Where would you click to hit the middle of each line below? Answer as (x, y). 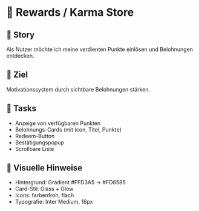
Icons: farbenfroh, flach (44, 195)
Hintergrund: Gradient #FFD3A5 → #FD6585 (70, 183)
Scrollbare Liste (34, 149)
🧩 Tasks (21, 109)
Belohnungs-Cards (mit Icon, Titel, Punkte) (68, 129)
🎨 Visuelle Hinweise (44, 168)
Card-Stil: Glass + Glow (44, 189)
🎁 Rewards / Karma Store (70, 12)
